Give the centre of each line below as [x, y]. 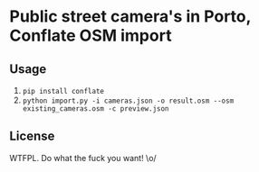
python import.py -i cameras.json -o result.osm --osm [128, 101]
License [32, 136]
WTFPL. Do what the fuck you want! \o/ [83, 158]
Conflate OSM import [91, 36]
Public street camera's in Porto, [130, 17]
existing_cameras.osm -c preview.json [96, 109]
